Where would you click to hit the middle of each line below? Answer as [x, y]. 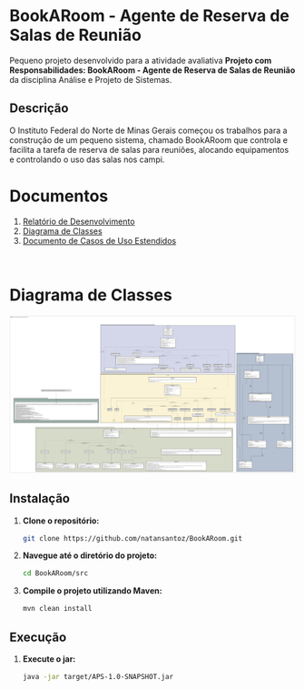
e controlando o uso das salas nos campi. [87, 159]
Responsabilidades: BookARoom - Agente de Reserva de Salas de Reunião [152, 70]
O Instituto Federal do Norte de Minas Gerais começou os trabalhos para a [148, 130]
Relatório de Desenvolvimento [78, 221]
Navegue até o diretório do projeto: [89, 555]
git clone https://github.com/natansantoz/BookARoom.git [132, 538]
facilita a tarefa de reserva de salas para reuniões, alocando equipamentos [149, 149]
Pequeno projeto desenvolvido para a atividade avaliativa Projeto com [141, 60]
